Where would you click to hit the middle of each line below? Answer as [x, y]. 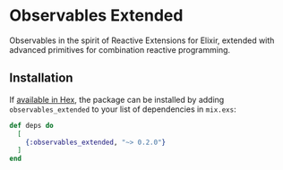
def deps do [31, 125]
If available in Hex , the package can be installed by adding [117, 99]
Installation [41, 78]
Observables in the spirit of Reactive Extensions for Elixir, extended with [142, 40]
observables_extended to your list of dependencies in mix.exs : [123, 109]
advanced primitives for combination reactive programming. [120, 49]
